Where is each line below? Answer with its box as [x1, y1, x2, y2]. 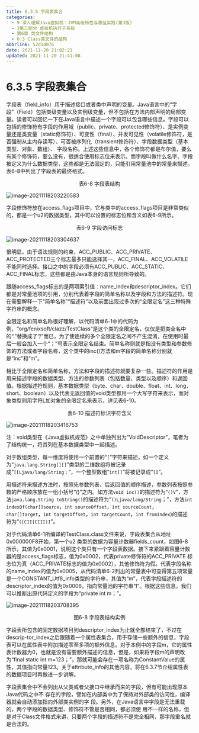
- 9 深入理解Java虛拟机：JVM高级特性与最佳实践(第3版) [11, 20, 133, 25]
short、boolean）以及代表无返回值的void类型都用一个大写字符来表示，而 [6, 389, 184, 397]
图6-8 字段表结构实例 [73, 613, 126, 621]
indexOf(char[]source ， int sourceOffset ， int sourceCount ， [6, 503, 158, 510]
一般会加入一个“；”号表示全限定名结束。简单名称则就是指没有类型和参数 [11, 340, 188, 347]
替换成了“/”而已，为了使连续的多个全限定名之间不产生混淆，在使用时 [17, 332, 184, 339]
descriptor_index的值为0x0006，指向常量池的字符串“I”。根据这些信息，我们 [6, 582, 191, 589]
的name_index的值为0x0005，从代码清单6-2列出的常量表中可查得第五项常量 [6, 567, 193, 574]
